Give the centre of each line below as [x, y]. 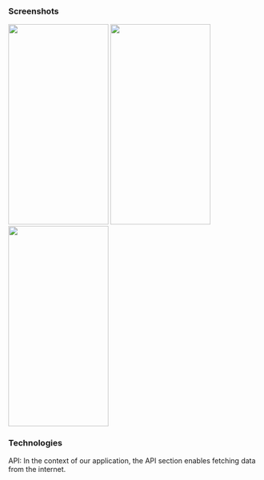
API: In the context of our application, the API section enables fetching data [132, 460]
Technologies [35, 443]
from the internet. [37, 469]
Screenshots [34, 11]
